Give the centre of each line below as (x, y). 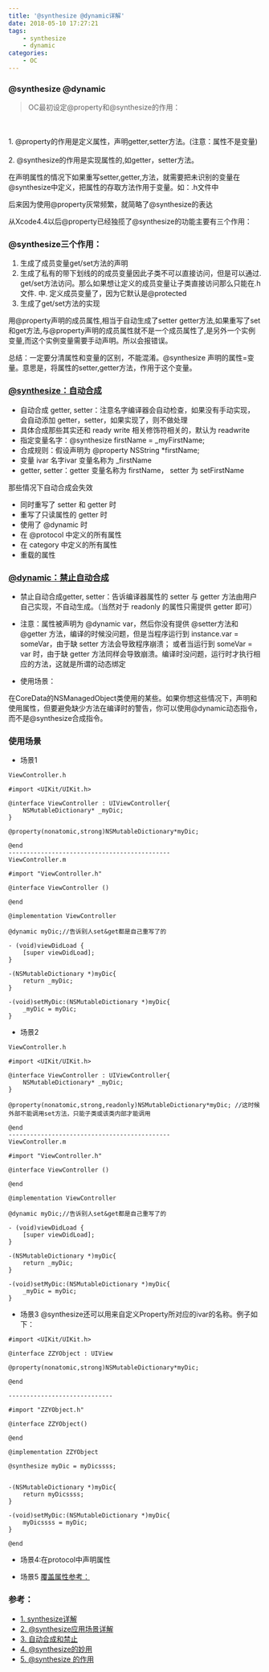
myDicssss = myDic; (55, 1523)
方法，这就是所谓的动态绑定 (80, 664)
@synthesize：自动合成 (55, 391)
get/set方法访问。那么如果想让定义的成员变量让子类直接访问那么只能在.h (140, 283)
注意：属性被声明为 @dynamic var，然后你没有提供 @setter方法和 (129, 624)
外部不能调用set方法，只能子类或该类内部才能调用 (79, 1114)
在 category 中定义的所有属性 (69, 545)
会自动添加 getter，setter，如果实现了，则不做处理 (104, 420)
